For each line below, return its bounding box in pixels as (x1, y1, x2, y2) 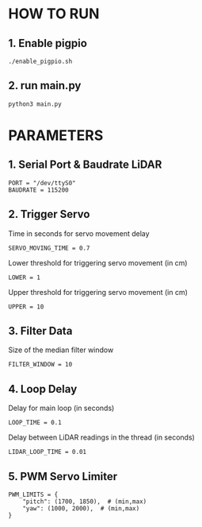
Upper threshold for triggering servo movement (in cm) (8, 287, 189, 296)
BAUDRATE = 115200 (8, 186, 69, 194)
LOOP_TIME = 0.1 (8, 419, 62, 427)
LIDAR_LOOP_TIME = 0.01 (8, 448, 87, 456)
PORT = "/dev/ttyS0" (8, 179, 77, 187)
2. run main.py (8, 79, 82, 92)
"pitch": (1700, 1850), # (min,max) (22, 498, 147, 506)
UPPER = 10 (8, 303, 44, 311)
